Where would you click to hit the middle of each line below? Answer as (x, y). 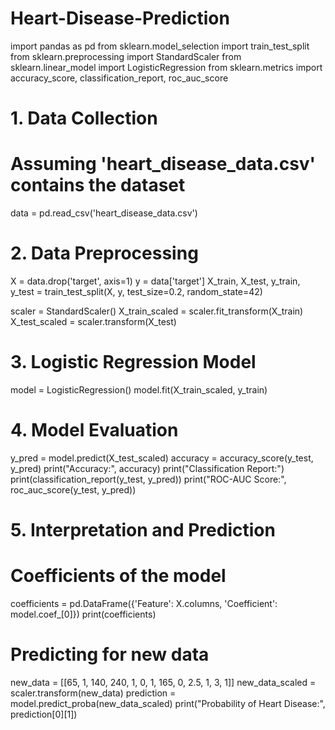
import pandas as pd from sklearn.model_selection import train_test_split (160, 46)
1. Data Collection (84, 118)
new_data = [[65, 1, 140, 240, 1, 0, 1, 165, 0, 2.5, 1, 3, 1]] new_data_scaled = (163, 682)
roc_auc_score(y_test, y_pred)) (73, 489)
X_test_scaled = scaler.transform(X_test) (93, 321)
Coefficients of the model (118, 576)
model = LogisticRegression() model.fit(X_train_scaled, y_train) (139, 389)
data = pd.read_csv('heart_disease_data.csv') (104, 213)
